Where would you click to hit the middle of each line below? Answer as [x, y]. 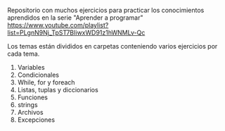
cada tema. [24, 54]
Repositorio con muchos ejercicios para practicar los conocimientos [106, 10]
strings [27, 105]
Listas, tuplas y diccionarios [58, 90]
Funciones [32, 97]
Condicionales [38, 75]
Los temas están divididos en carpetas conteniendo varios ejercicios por [112, 46]
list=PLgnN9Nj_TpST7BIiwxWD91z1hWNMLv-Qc [76, 32]
